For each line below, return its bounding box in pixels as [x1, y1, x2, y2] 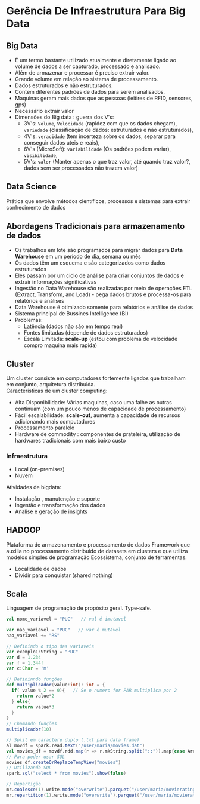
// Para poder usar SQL [6, 754, 65, 760]
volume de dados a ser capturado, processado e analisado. [14, 63, 161, 70]
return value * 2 [17, 693, 55, 699]
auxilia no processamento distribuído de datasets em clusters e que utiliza [6, 547, 188, 554]
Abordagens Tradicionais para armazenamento [6, 221, 185, 231]
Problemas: [14, 316, 43, 323]
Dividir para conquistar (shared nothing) [14, 572, 113, 579]
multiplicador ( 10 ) [6, 726, 52, 732]
